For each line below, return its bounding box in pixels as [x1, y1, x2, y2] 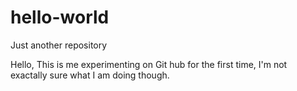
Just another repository [10, 39, 108, 51]
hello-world [10, 6, 110, 29]
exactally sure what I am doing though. [10, 69, 170, 81]
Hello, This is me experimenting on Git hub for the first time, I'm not [10, 58, 288, 70]
